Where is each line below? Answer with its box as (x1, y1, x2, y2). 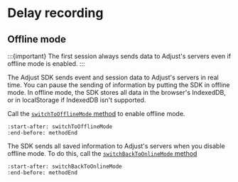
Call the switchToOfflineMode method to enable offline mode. (7, 110, 185, 118)
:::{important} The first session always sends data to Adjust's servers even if (7, 52, 232, 60)
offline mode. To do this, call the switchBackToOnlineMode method (7, 149, 198, 157)
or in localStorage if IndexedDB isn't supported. (7, 96, 146, 104)
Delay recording (7, 5, 104, 21)
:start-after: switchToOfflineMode (7, 123, 113, 130)
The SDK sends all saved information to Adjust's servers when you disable (7, 142, 225, 150)
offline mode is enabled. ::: (7, 59, 85, 68)
